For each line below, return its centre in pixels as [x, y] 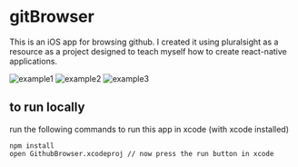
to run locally [47, 108]
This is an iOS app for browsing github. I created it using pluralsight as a [144, 42]
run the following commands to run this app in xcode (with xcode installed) [149, 129]
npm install [32, 146]
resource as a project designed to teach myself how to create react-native [149, 51]
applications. [33, 61]
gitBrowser [52, 17]
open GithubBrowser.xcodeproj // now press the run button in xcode [142, 153]
